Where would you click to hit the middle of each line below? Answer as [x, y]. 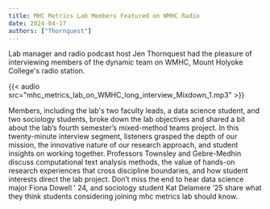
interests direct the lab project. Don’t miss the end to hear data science [126, 179]
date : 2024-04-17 [37, 23]
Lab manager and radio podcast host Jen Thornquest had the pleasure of [130, 54]
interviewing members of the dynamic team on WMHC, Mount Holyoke [126, 62]
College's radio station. [47, 71]
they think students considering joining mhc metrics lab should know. [123, 196]
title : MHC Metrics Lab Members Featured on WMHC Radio [104, 16]
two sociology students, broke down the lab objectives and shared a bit [127, 119]
